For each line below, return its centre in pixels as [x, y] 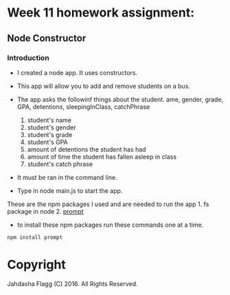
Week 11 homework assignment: [101, 13]
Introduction [28, 58]
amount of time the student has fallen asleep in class [102, 156]
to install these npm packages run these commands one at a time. [110, 225]
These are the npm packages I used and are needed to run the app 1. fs [108, 204]
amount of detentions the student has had [87, 149]
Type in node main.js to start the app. [70, 190]
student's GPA [47, 142]
